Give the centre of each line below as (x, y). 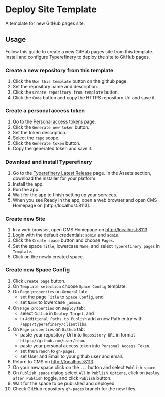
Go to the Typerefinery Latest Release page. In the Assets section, (82, 173)
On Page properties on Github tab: (49, 329)
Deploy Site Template (51, 9)
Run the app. (26, 189)
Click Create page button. (39, 281)
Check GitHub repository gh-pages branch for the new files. (74, 389)
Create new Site (25, 219)
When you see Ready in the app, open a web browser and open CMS (85, 200)
